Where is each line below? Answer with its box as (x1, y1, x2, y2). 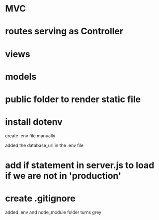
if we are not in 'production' (5, 170, 122, 181)
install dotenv (5, 116, 63, 128)
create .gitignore (5, 193, 76, 204)
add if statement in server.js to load (5, 160, 155, 171)
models (5, 71, 37, 82)
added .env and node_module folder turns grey (5, 209, 102, 215)
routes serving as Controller (5, 26, 123, 37)
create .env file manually (5, 132, 56, 139)
